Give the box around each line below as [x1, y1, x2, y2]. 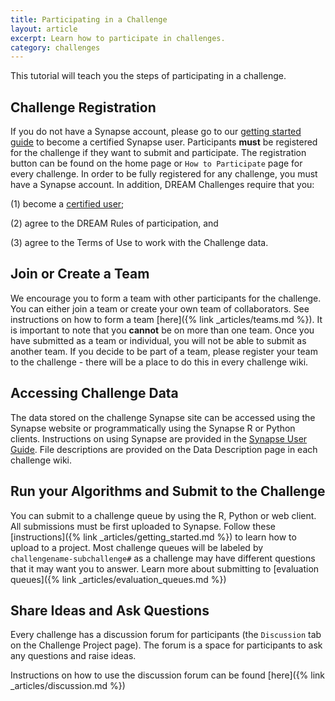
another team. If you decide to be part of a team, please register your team [10, 345, 318, 357]
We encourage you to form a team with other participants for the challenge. [10, 292, 322, 304]
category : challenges [10, 42, 101, 53]
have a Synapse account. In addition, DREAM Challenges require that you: [10, 179, 315, 191]
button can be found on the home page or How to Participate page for [10, 157, 303, 170]
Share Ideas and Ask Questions [10, 602, 210, 619]
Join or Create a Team [10, 266, 150, 283]
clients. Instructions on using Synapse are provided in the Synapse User [10, 432, 308, 445]
